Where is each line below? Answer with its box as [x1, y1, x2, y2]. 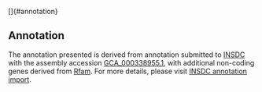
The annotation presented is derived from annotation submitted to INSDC [8, 50, 245, 59]
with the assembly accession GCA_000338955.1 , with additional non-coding [8, 58, 255, 67]
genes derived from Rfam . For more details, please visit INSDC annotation [8, 66, 248, 76]
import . [8, 74, 31, 84]
